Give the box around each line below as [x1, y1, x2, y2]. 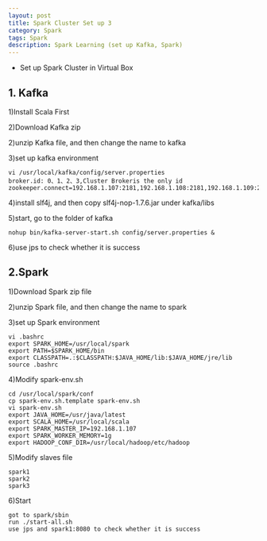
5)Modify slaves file [8, 452, 73, 462]
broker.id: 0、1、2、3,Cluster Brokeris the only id [8, 176, 183, 185]
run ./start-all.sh [8, 518, 73, 526]
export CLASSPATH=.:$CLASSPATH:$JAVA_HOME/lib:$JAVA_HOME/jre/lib [8, 354, 233, 361]
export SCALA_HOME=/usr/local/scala [8, 418, 130, 426]
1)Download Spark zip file [8, 287, 92, 296]
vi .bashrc [8, 333, 44, 341]
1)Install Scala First [8, 106, 70, 116]
